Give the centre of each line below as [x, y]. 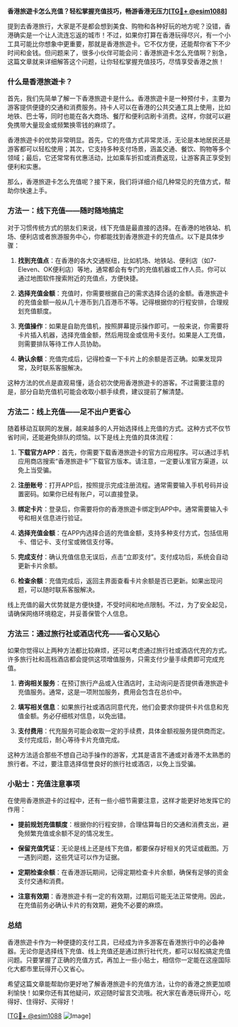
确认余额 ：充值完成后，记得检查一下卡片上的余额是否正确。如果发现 [117, 359]
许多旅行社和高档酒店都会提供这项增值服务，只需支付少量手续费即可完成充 [116, 659]
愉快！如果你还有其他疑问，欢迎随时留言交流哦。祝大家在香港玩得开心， [119, 992]
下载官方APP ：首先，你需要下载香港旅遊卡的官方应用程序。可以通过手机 [123, 452]
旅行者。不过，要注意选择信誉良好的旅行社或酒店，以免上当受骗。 [103, 764]
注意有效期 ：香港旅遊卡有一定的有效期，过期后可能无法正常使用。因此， [123, 897]
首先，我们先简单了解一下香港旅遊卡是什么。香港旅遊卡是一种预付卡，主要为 [119, 99]
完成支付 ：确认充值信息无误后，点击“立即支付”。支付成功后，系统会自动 [123, 556]
